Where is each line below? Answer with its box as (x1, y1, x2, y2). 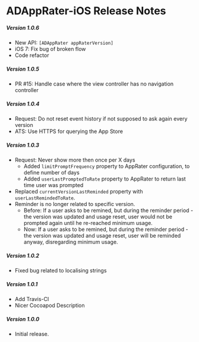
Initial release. (14, 330, 49, 337)
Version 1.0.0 (6, 315, 40, 322)
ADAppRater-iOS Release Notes (6, 4, 166, 18)
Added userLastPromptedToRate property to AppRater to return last (23, 175, 186, 182)
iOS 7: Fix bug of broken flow (14, 46, 86, 53)
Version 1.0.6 (6, 24, 40, 31)
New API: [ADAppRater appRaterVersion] (14, 39, 114, 46)
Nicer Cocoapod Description (14, 302, 85, 309)
